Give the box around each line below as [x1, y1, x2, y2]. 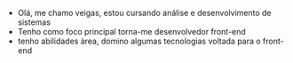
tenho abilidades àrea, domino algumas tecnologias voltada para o [17, 35, 261, 46]
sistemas [17, 17, 51, 28]
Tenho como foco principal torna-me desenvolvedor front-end [17, 27, 246, 36]
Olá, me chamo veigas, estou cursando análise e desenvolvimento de [17, 8, 272, 18]
